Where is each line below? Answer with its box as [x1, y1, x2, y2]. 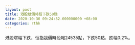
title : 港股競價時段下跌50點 [5, 12, 58, 17]
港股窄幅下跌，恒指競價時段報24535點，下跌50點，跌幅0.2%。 [5, 35, 133, 41]
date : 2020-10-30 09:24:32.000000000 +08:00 [5, 16, 97, 21]
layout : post [5, 7, 32, 12]
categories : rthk [5, 21, 41, 26]
